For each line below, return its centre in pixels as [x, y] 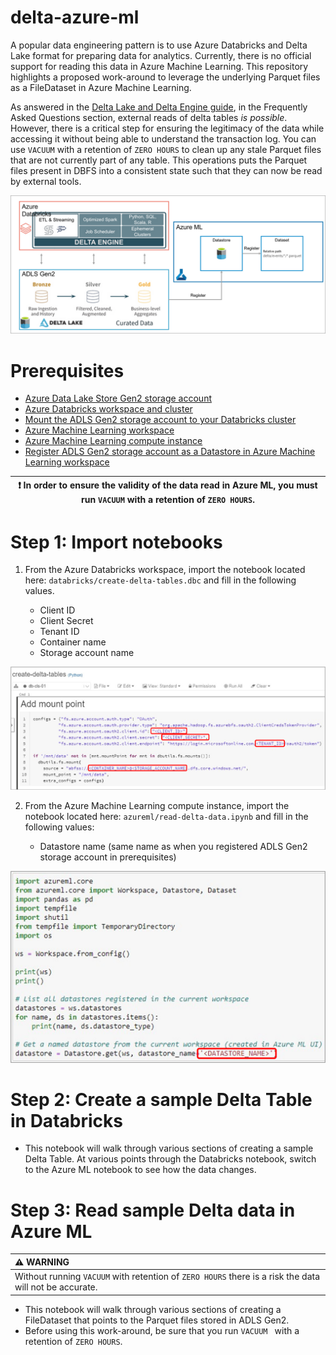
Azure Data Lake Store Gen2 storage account [118, 398]
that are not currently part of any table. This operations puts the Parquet [159, 160]
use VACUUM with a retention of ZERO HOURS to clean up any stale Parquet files [166, 149]
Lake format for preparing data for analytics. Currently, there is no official [161, 55]
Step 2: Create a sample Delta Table [161, 1099]
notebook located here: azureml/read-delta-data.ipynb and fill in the [166, 817]
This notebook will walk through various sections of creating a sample [169, 1148]
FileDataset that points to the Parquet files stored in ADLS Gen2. [157, 1320]
